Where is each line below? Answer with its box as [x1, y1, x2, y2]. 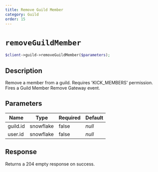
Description [5, 66, 42, 75]
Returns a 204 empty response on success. [5, 161, 95, 167]
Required [58, 114, 81, 121]
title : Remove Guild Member [5, 7, 64, 12]
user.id [7, 131, 24, 138]
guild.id [7, 123, 25, 130]
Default [85, 114, 104, 121]
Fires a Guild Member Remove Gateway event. [5, 85, 101, 91]
